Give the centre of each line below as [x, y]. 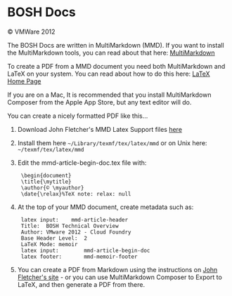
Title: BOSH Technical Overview [70, 226]
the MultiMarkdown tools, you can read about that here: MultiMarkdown [111, 53]
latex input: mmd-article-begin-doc [85, 250]
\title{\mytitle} [46, 182]
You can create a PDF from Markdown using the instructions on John [117, 269]
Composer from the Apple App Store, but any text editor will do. [99, 102]
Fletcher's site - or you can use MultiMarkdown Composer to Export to [120, 277]
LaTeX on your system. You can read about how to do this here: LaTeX [109, 74]
